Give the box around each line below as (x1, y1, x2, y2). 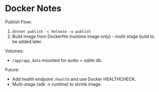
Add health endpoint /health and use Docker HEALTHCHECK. (12, 76, 136, 82)
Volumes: (5, 48, 24, 54)
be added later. (12, 38, 43, 44)
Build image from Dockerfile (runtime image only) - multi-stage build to (12, 33, 155, 39)
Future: (5, 66, 19, 73)
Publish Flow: (5, 19, 32, 25)
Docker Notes (5, 3, 62, 14)
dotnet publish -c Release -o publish (12, 29, 91, 34)
